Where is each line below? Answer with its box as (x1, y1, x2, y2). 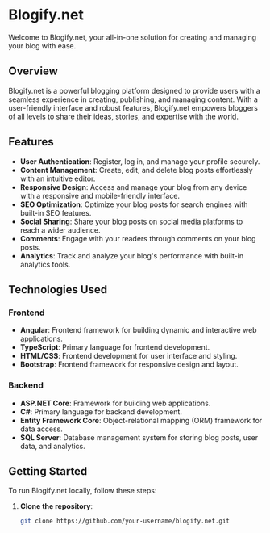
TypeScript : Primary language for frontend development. (19, 342, 210, 352)
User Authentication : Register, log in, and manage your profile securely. (19, 156, 260, 166)
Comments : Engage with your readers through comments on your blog (19, 233, 256, 243)
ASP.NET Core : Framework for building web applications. (19, 398, 211, 408)
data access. (19, 424, 63, 434)
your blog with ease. (8, 40, 77, 50)
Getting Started (8, 464, 88, 478)
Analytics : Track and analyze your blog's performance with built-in (19, 250, 244, 260)
